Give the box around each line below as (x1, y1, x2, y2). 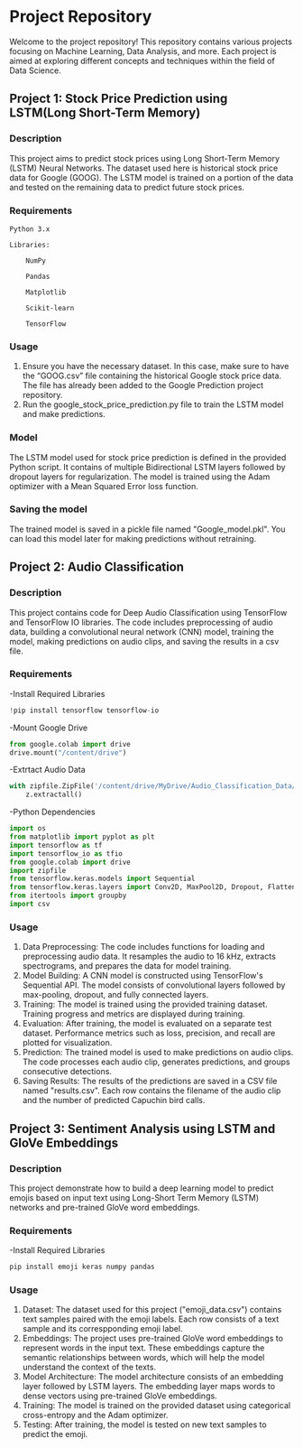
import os (9, 824, 47, 833)
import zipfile (9, 866, 67, 875)
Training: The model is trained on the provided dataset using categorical (22, 1400, 291, 1411)
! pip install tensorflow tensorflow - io (9, 706, 160, 715)
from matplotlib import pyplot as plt (9, 832, 155, 841)
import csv (9, 900, 50, 909)
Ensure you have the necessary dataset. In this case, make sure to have (22, 361, 289, 372)
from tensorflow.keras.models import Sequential (9, 874, 196, 884)
